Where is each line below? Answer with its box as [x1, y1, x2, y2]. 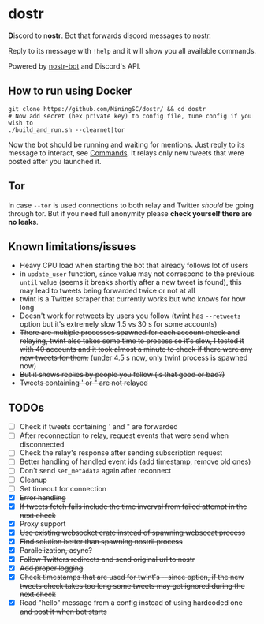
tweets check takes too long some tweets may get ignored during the [19, 581, 246, 591]
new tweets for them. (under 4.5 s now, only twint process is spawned [19, 353, 248, 363]
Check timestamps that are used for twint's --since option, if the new [19, 573, 244, 582]
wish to [8, 119, 34, 127]
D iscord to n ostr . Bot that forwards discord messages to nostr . [8, 31, 211, 40]
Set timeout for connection [19, 484, 107, 493]
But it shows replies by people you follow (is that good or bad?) [19, 370, 225, 379]
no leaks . [8, 217, 39, 226]
